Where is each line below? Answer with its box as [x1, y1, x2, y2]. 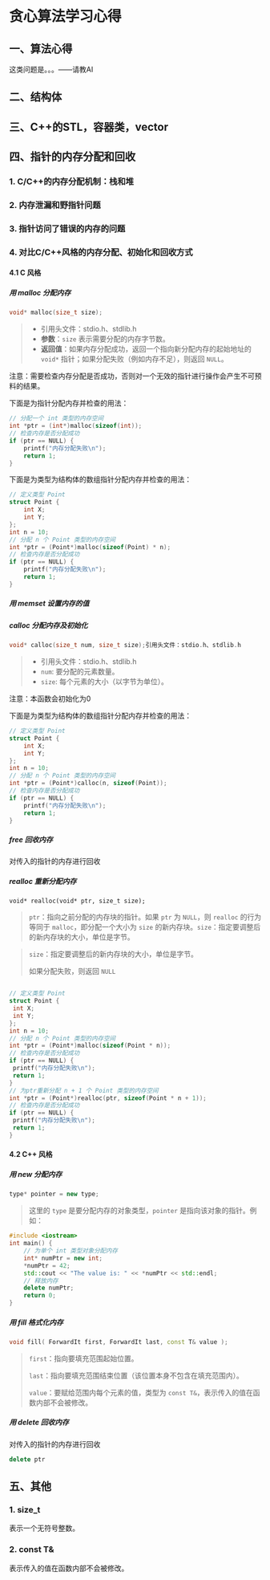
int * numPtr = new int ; [23, 1254, 103, 1262]
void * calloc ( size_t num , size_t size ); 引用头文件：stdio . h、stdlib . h [9, 641, 241, 650]
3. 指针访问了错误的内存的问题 [9, 222, 126, 234]
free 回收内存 [9, 834, 53, 844]
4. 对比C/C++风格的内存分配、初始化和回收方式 [9, 246, 193, 258]
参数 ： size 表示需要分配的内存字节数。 [40, 334, 171, 344]
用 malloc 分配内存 [9, 288, 71, 298]
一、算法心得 [9, 42, 73, 55]
